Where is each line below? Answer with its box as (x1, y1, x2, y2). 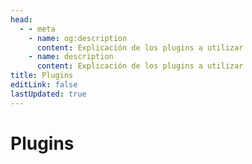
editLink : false (10, 80, 78, 90)
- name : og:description (28, 33, 128, 43)
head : (10, 14, 33, 25)
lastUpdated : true (10, 89, 87, 99)
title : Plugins (10, 71, 74, 81)
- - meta (19, 24, 56, 34)
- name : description (28, 52, 114, 62)
